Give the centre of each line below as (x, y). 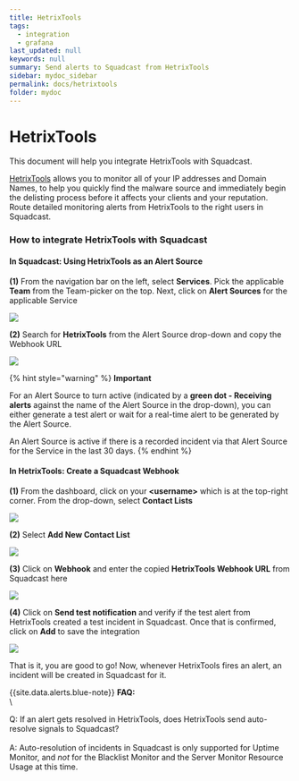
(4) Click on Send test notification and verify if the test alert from (130, 612)
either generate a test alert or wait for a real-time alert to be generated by (144, 414)
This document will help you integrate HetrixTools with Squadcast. (131, 161)
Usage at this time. (44, 767)
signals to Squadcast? (79, 728)
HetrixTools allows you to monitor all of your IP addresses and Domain (138, 179)
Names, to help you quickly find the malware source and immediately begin (148, 188)
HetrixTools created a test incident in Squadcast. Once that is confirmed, (143, 622)
